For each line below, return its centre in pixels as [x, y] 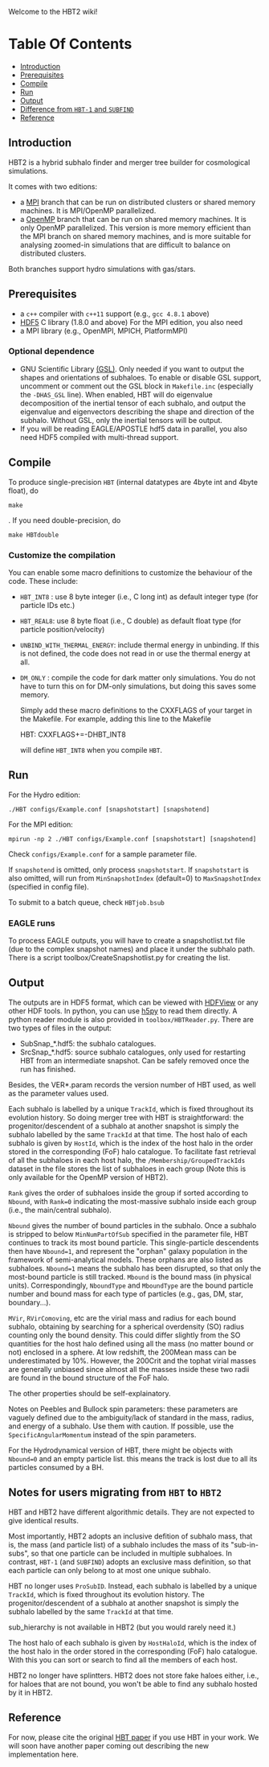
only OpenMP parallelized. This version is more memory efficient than [135, 228]
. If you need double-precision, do [65, 520]
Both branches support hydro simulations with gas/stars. [102, 269]
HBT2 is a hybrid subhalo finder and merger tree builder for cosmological [129, 162]
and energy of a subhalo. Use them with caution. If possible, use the [121, 1426]
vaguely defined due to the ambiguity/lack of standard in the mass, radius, [131, 1417]
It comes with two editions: [53, 186]
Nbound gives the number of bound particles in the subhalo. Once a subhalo [132, 1225]
